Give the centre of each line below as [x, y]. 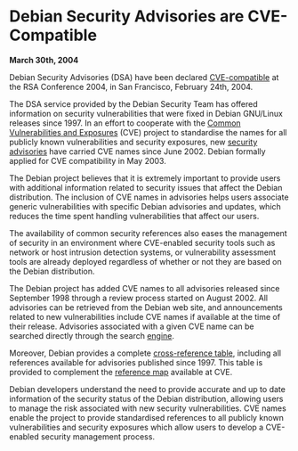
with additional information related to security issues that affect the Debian [146, 187]
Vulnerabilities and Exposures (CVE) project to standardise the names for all [148, 132]
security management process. [98, 436]
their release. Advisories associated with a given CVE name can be [132, 326]
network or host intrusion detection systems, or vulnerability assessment [143, 252]
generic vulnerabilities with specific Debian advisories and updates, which [145, 206]
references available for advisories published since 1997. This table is [136, 362]
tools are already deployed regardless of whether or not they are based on [145, 261]
